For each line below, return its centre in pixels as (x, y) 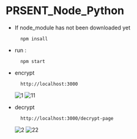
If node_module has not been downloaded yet (72, 28)
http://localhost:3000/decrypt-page (67, 118)
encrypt (24, 73)
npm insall (34, 39)
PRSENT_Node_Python (65, 11)
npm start (33, 61)
